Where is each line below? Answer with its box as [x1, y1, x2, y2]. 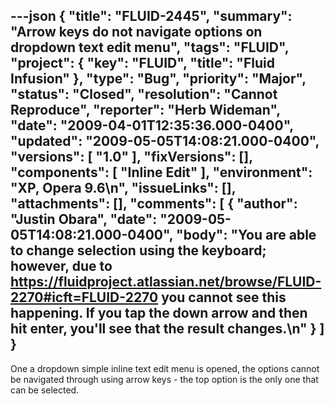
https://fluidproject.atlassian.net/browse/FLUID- [10, 274, 322, 291]
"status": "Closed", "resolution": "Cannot [10, 86, 278, 103]
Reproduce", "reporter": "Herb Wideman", [10, 102, 281, 119]
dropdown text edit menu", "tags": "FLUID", [10, 39, 290, 56]
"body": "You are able [176, 227, 317, 244]
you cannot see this [161, 289, 287, 306]
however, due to [10, 258, 113, 275]
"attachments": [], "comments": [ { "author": [10, 195, 298, 213]
